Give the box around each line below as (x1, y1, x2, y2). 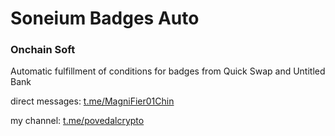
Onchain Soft (10, 43, 76, 57)
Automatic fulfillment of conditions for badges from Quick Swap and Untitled (10, 65, 326, 77)
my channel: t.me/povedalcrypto (10, 115, 145, 127)
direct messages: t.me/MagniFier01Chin (10, 95, 175, 107)
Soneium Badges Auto (10, 7, 200, 30)
